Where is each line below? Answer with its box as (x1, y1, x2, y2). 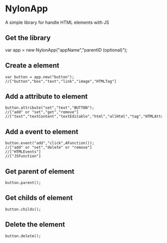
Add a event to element (5, 127, 79, 136)
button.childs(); (5, 207, 41, 212)
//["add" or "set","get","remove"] (5, 110, 79, 115)
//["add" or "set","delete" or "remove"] (5, 145, 92, 150)
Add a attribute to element (5, 92, 88, 101)
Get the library (5, 34, 51, 42)
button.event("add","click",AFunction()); (5, 141, 94, 146)
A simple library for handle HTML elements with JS (5, 19, 109, 25)
